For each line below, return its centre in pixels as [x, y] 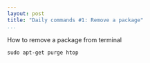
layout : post [26, 13]
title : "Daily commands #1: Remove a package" [75, 20]
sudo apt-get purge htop [43, 53]
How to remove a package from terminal [65, 39]
